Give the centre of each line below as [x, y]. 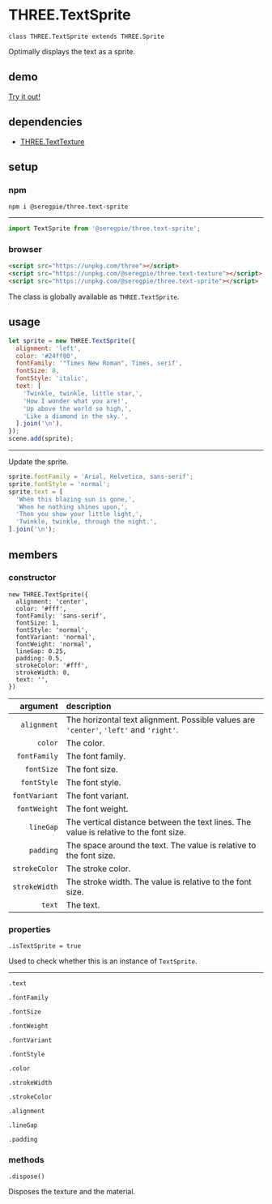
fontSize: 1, [38, 623]
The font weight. [97, 809]
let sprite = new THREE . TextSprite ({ [72, 341]
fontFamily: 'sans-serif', [61, 616]
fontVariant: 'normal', [55, 637]
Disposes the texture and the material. [72, 1192]
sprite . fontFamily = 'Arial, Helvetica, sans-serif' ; [101, 477]
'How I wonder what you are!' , [76, 401]
